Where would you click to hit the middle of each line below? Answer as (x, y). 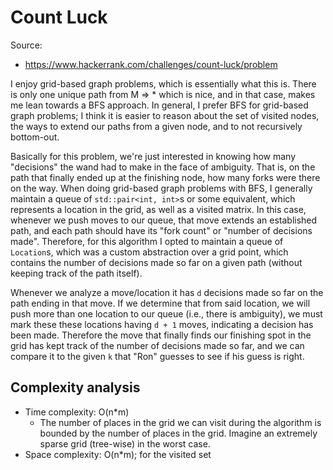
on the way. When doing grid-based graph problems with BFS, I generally (161, 188)
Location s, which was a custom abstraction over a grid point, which (149, 252)
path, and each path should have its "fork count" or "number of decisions (161, 230)
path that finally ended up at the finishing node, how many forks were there (165, 177)
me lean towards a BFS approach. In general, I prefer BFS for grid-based (159, 105)
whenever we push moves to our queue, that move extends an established (164, 220)
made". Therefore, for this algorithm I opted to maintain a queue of (147, 241)
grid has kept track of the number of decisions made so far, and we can (157, 345)
